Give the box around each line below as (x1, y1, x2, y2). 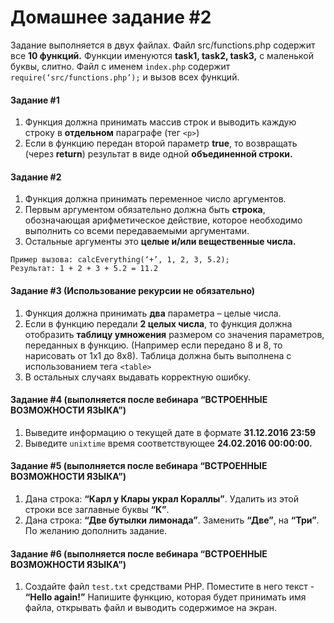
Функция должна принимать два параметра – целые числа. (24, 307, 282, 319)
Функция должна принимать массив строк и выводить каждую (24, 116, 297, 128)
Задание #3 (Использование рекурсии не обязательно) (10, 284, 256, 296)
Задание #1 (10, 94, 60, 106)
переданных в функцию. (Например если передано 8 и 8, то (24, 339, 283, 351)
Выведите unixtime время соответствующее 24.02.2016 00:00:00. (24, 437, 313, 449)
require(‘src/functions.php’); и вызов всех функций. (10, 71, 240, 83)
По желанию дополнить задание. (24, 524, 168, 536)
